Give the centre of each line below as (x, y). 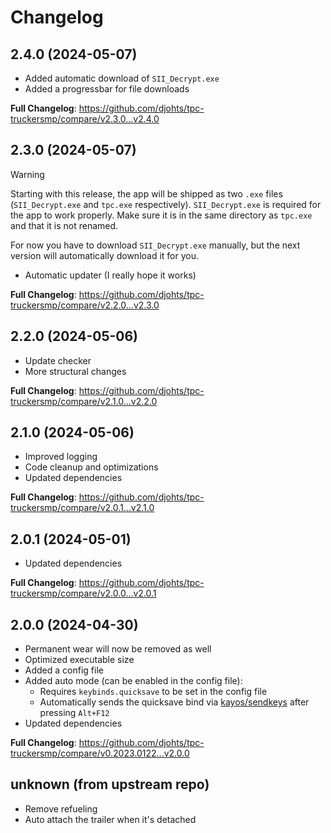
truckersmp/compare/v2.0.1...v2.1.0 (82, 508)
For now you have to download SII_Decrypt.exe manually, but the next (155, 245)
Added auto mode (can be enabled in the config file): (133, 681)
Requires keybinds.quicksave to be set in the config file (153, 692)
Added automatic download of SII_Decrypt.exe (122, 78)
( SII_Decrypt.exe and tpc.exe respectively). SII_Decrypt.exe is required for (166, 204)
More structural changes (75, 371)
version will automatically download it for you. (105, 255)
